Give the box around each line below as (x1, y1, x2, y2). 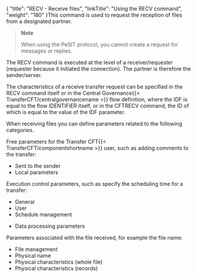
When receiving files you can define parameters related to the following (6, 120, 183, 127)
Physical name (14, 252, 51, 259)
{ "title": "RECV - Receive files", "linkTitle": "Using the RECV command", (6, 5, 183, 12)
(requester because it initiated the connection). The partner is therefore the (6, 65, 191, 72)
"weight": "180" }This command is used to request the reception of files (6, 11, 183, 19)
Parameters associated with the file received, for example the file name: (6, 234, 183, 241)
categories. (6, 127, 34, 133)
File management (14, 246, 58, 253)
